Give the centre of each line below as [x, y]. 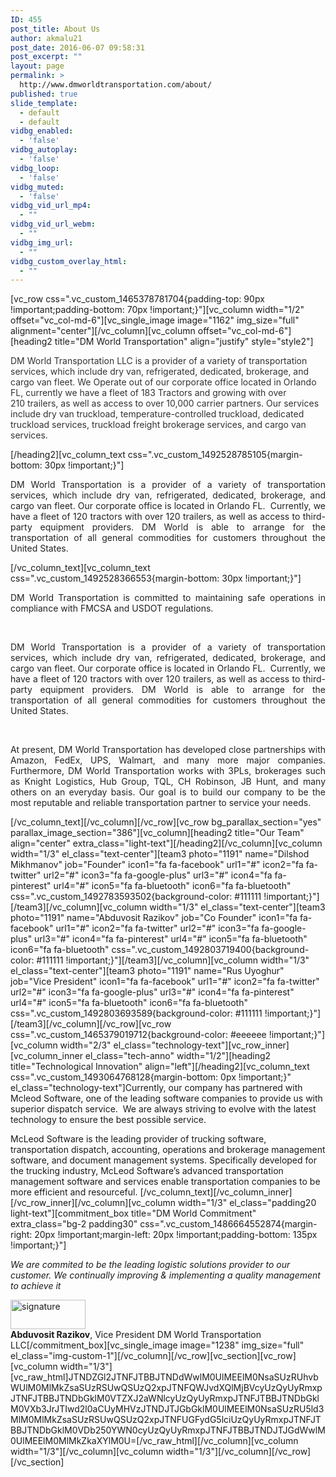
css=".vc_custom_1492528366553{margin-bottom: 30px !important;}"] [156, 578]
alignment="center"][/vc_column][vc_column [103, 331]
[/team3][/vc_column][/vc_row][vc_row [91, 1024]
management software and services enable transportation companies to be [165, 1182]
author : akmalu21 [46, 38]
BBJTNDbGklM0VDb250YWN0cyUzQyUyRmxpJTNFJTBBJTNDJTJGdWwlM [168, 1430]
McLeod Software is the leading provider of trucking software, [138, 1139]
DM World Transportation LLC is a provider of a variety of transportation [159, 361]
